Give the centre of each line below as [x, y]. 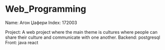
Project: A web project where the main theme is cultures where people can [81, 32]
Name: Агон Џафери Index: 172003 [41, 23]
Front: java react [22, 42]
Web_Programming [46, 9]
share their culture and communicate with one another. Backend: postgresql [82, 37]
